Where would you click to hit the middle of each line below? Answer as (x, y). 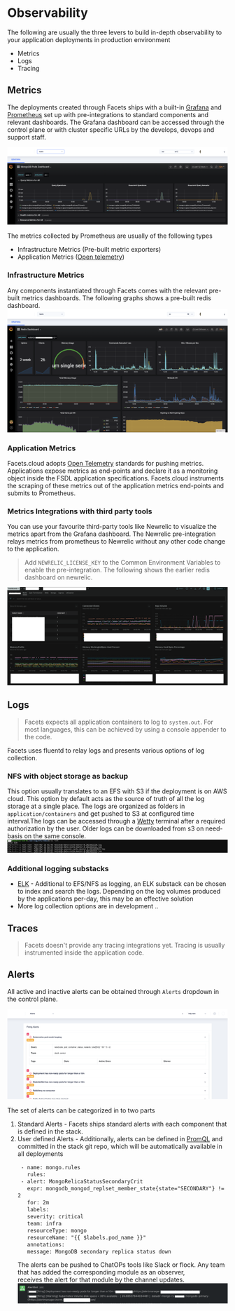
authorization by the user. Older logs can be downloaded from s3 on (106, 828)
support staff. (27, 137)
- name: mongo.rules (50, 1168)
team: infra (44, 1224)
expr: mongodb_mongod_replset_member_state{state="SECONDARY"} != (126, 1189)
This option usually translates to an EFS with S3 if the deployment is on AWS (117, 791)
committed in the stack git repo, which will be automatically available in (120, 1147)
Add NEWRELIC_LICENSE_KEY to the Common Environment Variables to (122, 563)
